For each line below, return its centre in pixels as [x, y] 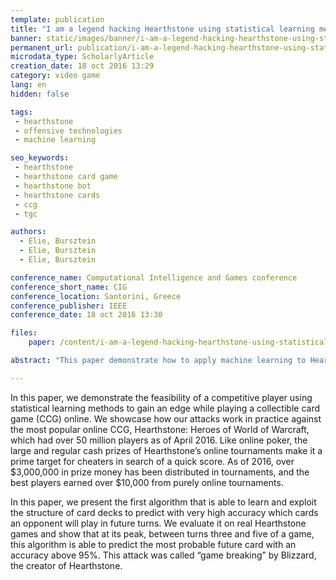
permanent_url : [42, 47]
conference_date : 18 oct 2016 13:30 [86, 315]
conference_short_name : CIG [69, 287]
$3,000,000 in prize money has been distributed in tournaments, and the [160, 472]
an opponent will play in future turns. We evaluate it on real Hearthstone [158, 523]
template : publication [57, 19]
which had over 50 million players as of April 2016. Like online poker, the [159, 440]
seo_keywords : [40, 158]
